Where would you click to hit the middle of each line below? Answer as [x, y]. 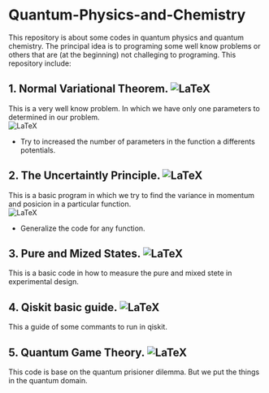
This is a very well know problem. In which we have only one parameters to [134, 108]
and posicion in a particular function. [70, 204]
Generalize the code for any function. [82, 228]
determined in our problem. [54, 117]
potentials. [38, 150]
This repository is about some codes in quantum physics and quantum [126, 37]
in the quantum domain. [48, 380]
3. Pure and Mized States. [74, 253]
